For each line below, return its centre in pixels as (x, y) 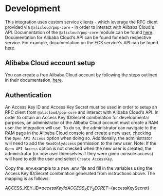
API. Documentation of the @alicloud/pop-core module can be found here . (79, 32)
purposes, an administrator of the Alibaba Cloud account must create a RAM (81, 123)
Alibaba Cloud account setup (50, 63)
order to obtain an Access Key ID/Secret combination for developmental (77, 117)
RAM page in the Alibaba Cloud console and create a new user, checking (78, 133)
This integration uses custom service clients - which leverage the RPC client (81, 22)
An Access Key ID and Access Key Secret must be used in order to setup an (81, 107)
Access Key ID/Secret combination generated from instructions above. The (80, 173)
